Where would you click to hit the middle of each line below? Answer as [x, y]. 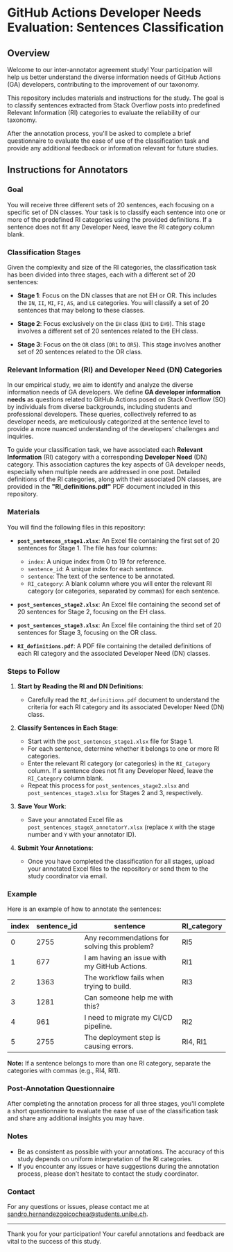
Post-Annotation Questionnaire [61, 1088]
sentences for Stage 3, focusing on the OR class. [87, 632]
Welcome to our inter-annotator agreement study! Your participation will [110, 70]
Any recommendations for [127, 938]
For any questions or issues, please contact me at [78, 1207]
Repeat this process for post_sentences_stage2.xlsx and [108, 785]
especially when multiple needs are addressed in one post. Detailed [104, 472]
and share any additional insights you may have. [76, 1118]
